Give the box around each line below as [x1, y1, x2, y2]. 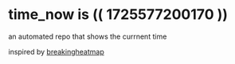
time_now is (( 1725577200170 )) [8, 6, 229, 24]
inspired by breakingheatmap [8, 47, 105, 56]
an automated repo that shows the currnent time [8, 32, 167, 41]
